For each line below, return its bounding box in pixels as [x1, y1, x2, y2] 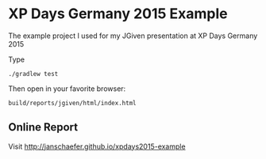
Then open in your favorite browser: [8, 84, 126, 93]
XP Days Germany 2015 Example [8, 5, 228, 23]
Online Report [8, 120, 79, 134]
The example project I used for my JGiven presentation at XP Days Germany [8, 31, 258, 40]
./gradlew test [8, 70, 59, 78]
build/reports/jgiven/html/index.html [8, 99, 137, 107]
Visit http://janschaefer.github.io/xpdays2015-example [8, 142, 186, 151]
